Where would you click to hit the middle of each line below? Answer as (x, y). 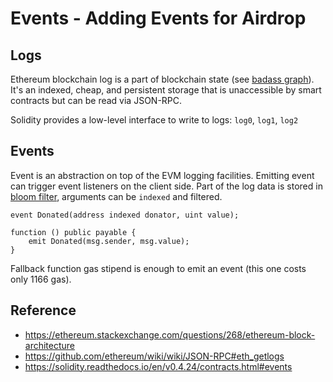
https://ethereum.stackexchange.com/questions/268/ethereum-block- (170, 334)
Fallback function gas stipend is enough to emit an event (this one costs (158, 268)
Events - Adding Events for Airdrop (158, 18)
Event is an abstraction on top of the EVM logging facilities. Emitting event (162, 175)
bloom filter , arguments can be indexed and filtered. (116, 196)
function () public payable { (73, 232)
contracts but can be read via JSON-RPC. (96, 100)
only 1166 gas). (41, 279)
